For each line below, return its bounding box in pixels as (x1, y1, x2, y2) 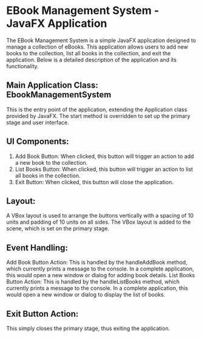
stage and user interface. (6, 119, 70, 126)
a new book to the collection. (15, 159, 88, 166)
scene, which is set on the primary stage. (6, 225, 110, 232)
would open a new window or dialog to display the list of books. (6, 291, 166, 298)
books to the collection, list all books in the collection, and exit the (6, 49, 171, 57)
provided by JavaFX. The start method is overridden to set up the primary (6, 112, 190, 119)
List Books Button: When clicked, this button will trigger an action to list (15, 165, 193, 173)
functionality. (6, 62, 39, 70)
